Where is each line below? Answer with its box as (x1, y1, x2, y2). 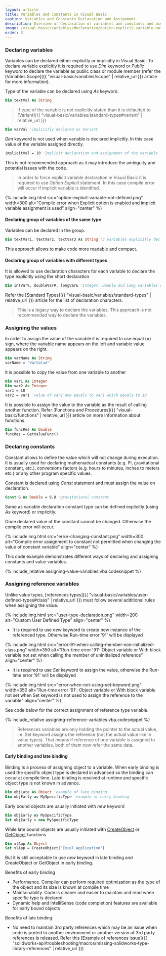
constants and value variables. (5, 558, 68, 564)
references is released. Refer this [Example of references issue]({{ (12, 935, 147, 941)
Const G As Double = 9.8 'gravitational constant (5, 495, 110, 500)
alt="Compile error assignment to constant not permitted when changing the (5, 539, 161, 545)
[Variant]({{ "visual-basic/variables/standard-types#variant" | (17, 112, 143, 118)
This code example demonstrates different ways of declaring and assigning (5, 553, 159, 559)
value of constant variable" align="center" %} (5, 544, 98, 549)
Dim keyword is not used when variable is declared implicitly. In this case (5, 136, 154, 142)
